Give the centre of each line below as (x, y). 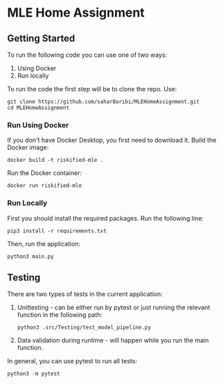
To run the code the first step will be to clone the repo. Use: (92, 89)
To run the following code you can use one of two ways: (87, 55)
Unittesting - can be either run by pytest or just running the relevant (114, 308)
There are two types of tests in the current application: (85, 294)
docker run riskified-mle (44, 186)
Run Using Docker (38, 125)
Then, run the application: (44, 244)
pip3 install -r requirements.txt (57, 231)
